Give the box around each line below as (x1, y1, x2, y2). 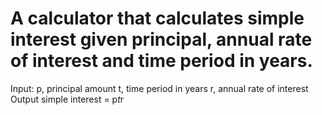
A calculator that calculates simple (10, 7, 305, 30)
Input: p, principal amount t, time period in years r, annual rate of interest (10, 82, 309, 94)
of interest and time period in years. (10, 50, 313, 72)
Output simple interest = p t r (10, 93, 125, 105)
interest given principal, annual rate (10, 28, 313, 51)
